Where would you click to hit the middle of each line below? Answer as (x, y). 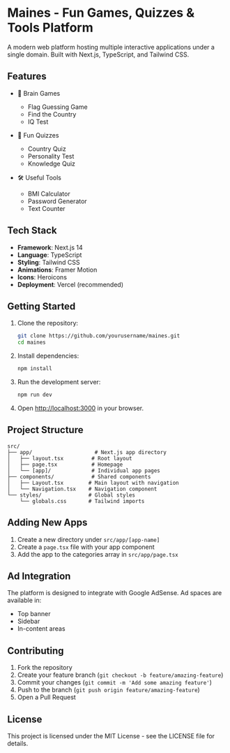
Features (27, 76)
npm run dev (34, 395)
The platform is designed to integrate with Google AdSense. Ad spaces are (115, 593)
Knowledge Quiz (51, 163)
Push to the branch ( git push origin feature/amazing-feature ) (108, 690)
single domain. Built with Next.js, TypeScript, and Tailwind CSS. (98, 54)
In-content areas (41, 629)
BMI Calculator (49, 193)
